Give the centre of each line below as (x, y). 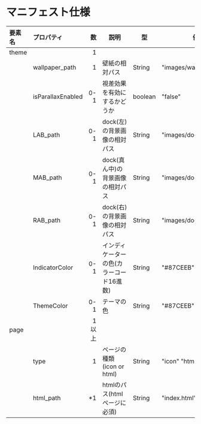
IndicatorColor (53, 267)
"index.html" (179, 398)
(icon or (113, 366)
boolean (144, 97)
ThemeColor (50, 305)
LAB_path (46, 134)
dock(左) (115, 122)
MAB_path (47, 178)
